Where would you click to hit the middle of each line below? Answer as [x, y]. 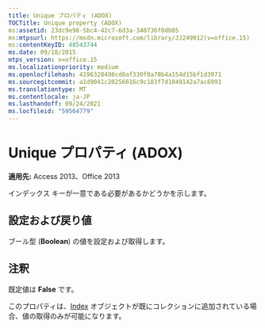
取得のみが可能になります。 [81, 316]
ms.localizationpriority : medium [63, 67]
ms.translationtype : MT [48, 89]
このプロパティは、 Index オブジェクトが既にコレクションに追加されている [129, 306]
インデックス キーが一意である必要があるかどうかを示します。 [109, 193]
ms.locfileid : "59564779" [51, 112]
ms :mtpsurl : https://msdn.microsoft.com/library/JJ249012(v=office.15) [129, 38]
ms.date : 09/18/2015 [42, 52]
